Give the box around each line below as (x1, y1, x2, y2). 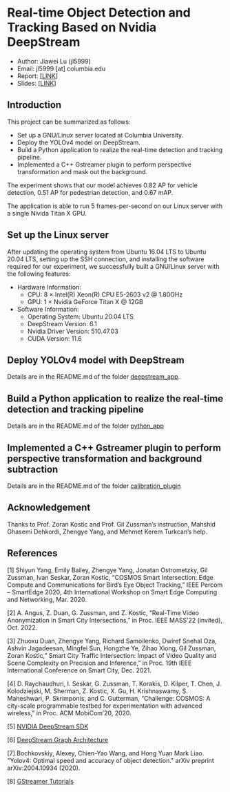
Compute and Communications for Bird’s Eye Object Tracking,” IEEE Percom (7, 581, 223, 589)
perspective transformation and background (7, 453, 202, 464)
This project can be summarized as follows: (7, 117, 131, 126)
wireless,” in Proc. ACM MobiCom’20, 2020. (7, 708, 132, 717)
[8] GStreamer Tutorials (7, 777, 74, 785)
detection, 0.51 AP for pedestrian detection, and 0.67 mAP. (7, 188, 174, 196)
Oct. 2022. (7, 623, 38, 632)
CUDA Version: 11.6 (27, 334, 83, 343)
